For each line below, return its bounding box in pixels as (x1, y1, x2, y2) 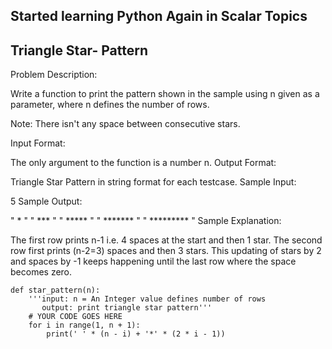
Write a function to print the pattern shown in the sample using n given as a (10, 88, 320, 100)
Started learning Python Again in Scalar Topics (10, 8, 308, 25)
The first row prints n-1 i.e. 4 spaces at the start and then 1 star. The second (10, 234, 323, 246)
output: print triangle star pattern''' (41, 303, 213, 313)
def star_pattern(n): (10, 285, 101, 296)
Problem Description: (10, 69, 98, 81)
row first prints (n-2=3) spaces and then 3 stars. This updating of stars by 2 (10, 245, 322, 257)
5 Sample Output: (10, 195, 83, 208)
